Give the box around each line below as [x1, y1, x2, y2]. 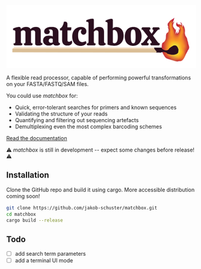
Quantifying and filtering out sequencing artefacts [14, 116, 139, 123]
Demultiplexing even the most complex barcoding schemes [14, 123, 162, 130]
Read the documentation [6, 134, 67, 141]
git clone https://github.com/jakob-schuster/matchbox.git [6, 205, 158, 211]
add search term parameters [14, 250, 86, 258]
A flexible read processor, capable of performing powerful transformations [6, 74, 191, 81]
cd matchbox [6, 211, 36, 217]
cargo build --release [6, 217, 63, 224]
